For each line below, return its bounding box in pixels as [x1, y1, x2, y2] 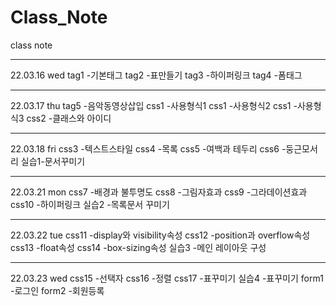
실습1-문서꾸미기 [20, 155, 86, 167]
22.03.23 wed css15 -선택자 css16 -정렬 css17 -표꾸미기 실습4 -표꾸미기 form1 [10, 272, 324, 284]
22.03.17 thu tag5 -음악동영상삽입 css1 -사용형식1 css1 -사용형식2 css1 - [10, 99, 298, 111]
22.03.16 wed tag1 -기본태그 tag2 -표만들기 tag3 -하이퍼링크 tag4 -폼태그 [10, 69, 303, 81]
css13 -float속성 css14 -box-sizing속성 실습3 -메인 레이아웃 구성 [10, 241, 267, 253]
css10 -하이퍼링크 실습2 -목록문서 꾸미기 [10, 198, 170, 210]
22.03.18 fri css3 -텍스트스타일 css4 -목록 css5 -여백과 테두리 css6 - [10, 142, 287, 155]
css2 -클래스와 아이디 [26, 112, 112, 124]
